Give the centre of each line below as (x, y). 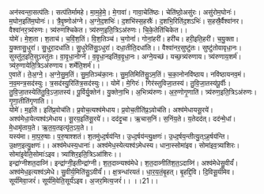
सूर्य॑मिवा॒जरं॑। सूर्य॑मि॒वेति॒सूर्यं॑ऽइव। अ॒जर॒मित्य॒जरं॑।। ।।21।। (84, 181)
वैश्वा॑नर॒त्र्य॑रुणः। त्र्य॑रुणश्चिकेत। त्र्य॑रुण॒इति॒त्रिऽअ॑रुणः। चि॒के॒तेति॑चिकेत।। (98, 30)
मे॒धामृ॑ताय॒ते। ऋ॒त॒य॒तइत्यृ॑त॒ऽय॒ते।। (51, 127)
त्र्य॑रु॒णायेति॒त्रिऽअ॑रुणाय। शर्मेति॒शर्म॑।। (55, 65)
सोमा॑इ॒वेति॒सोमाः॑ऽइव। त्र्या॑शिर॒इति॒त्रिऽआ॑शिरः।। (65, 154)
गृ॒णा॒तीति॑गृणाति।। (32, 101)
